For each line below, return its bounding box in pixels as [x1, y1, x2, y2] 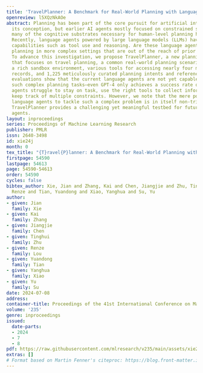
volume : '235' [6, 307, 42, 313]
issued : [6, 318, 26, 324]
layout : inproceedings [6, 115, 63, 122]
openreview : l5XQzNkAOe [6, 15, 66, 21]
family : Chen [11, 228, 45, 234]
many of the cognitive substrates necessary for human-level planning [11, 31, 193, 37]
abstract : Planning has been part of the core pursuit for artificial [6, 20, 188, 26]
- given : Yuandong [6, 256, 53, 262]
